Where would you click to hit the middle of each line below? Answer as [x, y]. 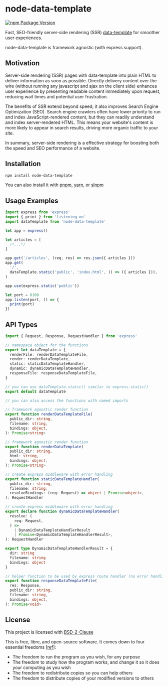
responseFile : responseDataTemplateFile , [53, 373]
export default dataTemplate [35, 391]
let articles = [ [23, 240]
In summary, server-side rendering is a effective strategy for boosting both [82, 143]
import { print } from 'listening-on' [45, 217]
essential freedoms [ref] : [31, 647]
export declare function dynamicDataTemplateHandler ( [62, 512]
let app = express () [27, 231]
